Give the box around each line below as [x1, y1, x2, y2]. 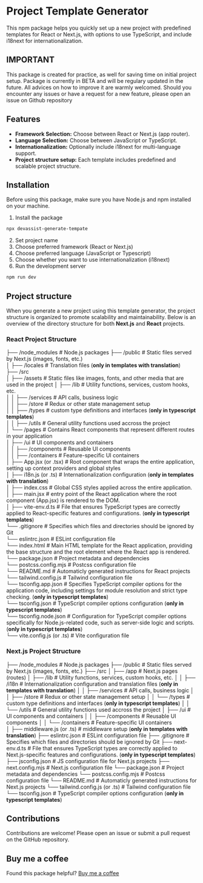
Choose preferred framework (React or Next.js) [15, 243, 133, 251]
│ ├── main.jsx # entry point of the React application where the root [6, 491, 177, 498]
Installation [6, 180, 50, 190]
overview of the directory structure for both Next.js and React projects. [6, 320, 185, 327]
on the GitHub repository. [6, 836, 70, 843]
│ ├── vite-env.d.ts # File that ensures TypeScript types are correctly [6, 503, 181, 511]
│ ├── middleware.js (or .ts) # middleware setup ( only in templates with [6, 725, 188, 732]
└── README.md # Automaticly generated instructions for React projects [6, 567, 191, 575]
